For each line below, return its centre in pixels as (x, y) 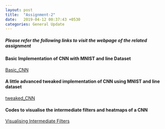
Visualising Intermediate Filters (38, 121)
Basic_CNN (17, 70)
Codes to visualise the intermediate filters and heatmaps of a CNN (77, 110)
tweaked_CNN (20, 98)
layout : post (19, 10)
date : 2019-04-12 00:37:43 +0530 (43, 19)
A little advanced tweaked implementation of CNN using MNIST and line (82, 81)
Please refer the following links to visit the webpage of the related (76, 40)
